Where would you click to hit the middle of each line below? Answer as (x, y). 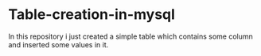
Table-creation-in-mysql (92, 15)
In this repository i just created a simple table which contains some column (130, 36)
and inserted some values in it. (58, 44)
